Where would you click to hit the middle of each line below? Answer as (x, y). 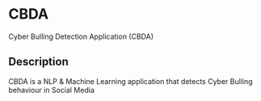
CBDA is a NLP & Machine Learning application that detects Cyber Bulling (130, 81)
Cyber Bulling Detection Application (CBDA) (81, 36)
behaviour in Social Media (51, 90)
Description (38, 62)
